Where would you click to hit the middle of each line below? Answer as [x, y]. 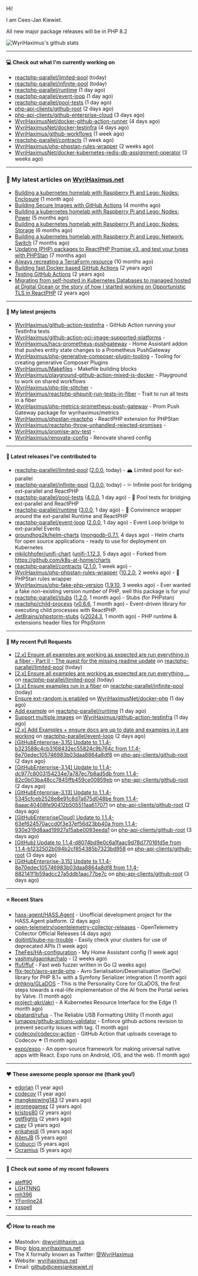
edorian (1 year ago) [39, 1087]
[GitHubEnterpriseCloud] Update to [57, 817]
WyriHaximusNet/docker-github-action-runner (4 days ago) [87, 121]
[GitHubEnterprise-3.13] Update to [56, 793]
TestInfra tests [32, 331]
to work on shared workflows [50, 381]
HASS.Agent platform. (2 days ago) [57, 921]
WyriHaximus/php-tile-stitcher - [54, 387]
